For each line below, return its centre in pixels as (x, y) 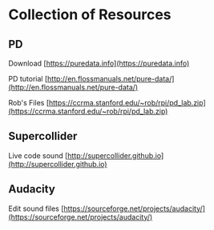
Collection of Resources (90, 15)
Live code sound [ (38, 155)
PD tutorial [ (28, 79)
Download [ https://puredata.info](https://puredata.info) (99, 63)
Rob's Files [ (29, 103)
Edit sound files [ (36, 208)
